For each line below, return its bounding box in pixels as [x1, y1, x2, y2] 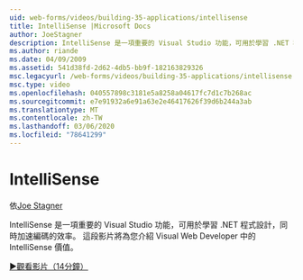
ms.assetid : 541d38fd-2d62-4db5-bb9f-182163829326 [9, 64, 204, 73]
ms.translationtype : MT [9, 105, 99, 114]
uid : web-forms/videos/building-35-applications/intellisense [9, 13, 248, 23]
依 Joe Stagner [9, 200, 63, 211]
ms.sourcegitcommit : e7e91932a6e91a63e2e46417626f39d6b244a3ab [9, 96, 252, 106]
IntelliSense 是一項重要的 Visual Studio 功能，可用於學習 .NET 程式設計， [9, 219, 280, 230]
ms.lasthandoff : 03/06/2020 [9, 122, 115, 131]
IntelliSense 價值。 [9, 241, 78, 252]
